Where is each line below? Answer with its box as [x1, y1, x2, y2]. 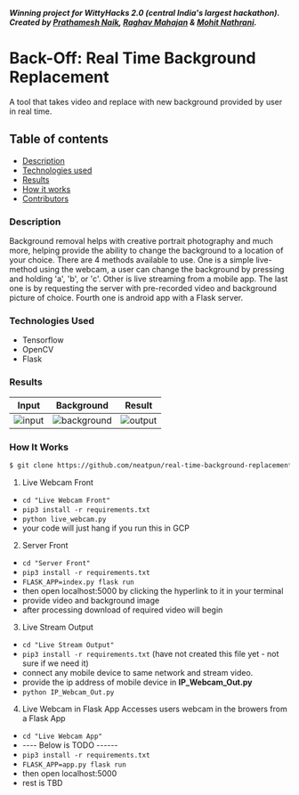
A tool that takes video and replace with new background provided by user [9, 96, 283, 107]
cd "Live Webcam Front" [21, 496, 111, 505]
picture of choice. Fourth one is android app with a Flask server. [9, 293, 243, 304]
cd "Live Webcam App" [21, 732, 102, 741]
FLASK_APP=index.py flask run [21, 578, 135, 587]
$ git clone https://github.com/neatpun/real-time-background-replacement [9, 460, 293, 470]
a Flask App [21, 712, 66, 724]
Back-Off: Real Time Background [9, 48, 256, 69]
